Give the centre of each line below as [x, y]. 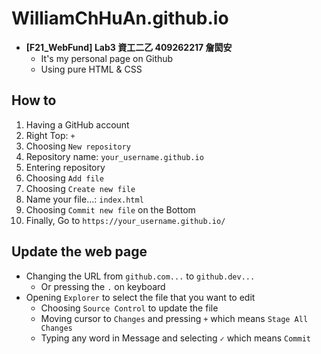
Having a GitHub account [77, 124]
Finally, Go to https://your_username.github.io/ [125, 220]
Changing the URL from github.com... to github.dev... [140, 276]
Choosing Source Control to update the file [129, 308]
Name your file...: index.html [84, 199]
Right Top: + [50, 135]
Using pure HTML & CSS [91, 69]
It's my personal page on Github [107, 58]
